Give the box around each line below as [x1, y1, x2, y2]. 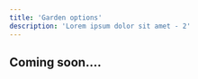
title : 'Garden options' [9, 13, 103, 22]
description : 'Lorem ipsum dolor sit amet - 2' [9, 22, 192, 31]
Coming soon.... [9, 55, 102, 70]
